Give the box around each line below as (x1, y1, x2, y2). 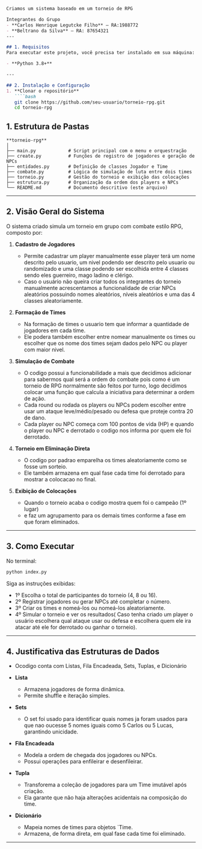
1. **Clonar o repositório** (6, 88, 79, 94)
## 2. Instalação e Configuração (6, 82, 90, 88)
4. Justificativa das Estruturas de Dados (6, 646, 160, 656)
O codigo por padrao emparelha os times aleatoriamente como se (23, 456, 188, 463)
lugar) (23, 505, 39, 513)
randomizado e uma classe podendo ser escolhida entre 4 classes (23, 265, 189, 272)
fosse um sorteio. (23, 463, 67, 470)
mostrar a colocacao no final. (23, 475, 97, 483)
